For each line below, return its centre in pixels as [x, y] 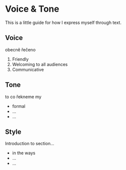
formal [19, 106]
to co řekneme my [23, 97]
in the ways [24, 153]
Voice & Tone [32, 9]
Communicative [28, 69]
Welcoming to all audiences [40, 64]
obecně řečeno [20, 49]
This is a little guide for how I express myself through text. [63, 22]
